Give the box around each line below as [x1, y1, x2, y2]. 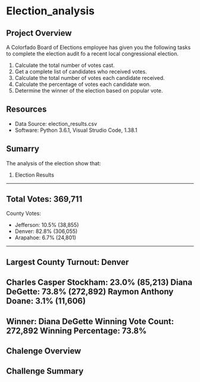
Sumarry [6, 144, 40, 154]
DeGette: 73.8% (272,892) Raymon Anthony [6, 286, 174, 297]
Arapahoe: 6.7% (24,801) [14, 234, 76, 241]
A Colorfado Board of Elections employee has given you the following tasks [6, 44, 191, 51]
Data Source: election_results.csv [14, 120, 97, 127]
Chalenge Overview [6, 346, 82, 356]
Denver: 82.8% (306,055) [14, 228, 78, 235]
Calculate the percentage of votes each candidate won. [14, 81, 151, 88]
